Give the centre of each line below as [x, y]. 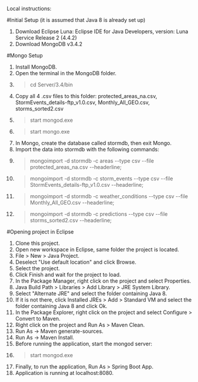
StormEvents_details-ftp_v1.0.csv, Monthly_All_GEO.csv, [82, 102]
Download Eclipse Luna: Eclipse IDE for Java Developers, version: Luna [102, 31]
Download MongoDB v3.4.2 [49, 44]
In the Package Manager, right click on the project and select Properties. [103, 281]
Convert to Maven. [38, 318]
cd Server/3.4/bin [51, 85]
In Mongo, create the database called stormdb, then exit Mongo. [93, 143]
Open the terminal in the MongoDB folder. [66, 73]
